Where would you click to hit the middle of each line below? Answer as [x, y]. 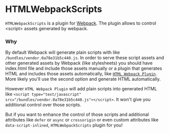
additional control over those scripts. [43, 105]
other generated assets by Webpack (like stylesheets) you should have [79, 63]
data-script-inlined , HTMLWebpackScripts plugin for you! [64, 125]
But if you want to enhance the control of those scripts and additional [77, 114]
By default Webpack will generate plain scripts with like [63, 52]
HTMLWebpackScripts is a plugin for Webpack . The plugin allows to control [81, 23]
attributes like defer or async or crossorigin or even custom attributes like [82, 120]
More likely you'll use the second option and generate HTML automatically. [83, 79]
